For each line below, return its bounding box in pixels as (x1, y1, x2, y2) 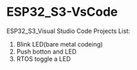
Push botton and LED (16, 47, 77, 56)
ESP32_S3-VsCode (6, 4, 118, 20)
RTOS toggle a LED (16, 54, 71, 62)
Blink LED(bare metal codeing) (16, 40, 103, 48)
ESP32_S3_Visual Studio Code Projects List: (6, 27, 131, 35)
